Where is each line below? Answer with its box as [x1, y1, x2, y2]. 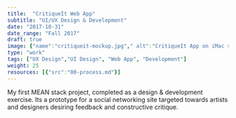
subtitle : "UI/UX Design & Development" [7, 17, 128, 24]
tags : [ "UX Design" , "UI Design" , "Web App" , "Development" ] [7, 56, 188, 63]
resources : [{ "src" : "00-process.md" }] [7, 68, 121, 75]
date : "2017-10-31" [7, 23, 65, 30]
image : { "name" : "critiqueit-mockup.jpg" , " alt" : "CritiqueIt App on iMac [7, 43, 225, 50]
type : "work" [7, 50, 46, 57]
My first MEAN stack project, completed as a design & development [7, 88, 204, 96]
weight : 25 [7, 62, 39, 69]
